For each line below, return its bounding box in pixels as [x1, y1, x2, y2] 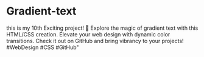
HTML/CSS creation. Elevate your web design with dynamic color [6, 30, 171, 38]
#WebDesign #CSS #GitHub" [6, 44, 79, 51]
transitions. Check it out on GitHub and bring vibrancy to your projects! [6, 37, 184, 44]
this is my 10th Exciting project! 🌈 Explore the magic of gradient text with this [6, 24, 199, 32]
